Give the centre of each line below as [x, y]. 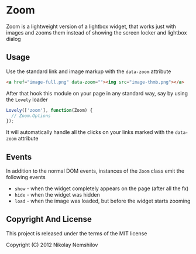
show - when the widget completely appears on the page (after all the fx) [102, 188]
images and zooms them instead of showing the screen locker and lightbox [97, 32]
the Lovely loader [27, 99]
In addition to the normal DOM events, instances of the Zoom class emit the [95, 171]
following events [26, 177]
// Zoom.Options [31, 116]
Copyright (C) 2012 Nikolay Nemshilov [52, 245]
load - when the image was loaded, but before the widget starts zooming [102, 201]
